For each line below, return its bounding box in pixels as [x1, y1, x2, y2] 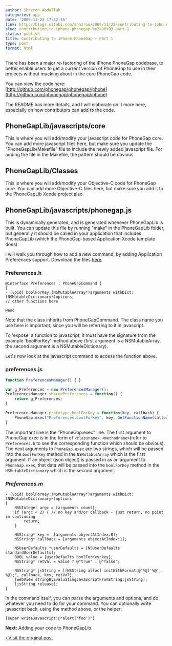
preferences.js [5, 366, 43, 373]
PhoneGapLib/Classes [5, 166, 78, 175]
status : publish [5, 31, 40, 36]
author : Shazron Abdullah [5, 7, 60, 13]
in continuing [5, 514, 36, 519]
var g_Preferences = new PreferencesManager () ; [5, 387, 109, 392]
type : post [5, 41, 29, 46]
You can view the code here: [5, 80, 66, 87]
